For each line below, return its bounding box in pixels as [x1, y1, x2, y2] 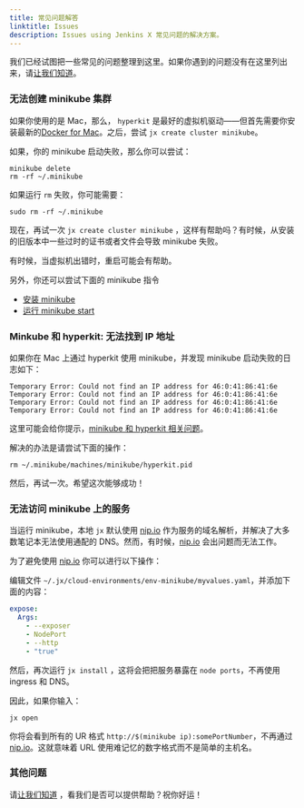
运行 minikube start [22, 305, 95, 316]
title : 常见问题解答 [9, 13, 79, 23]
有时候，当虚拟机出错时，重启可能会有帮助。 [9, 255, 177, 266]
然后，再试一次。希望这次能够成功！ [9, 477, 145, 488]
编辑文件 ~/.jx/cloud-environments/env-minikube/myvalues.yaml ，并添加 [9, 575, 283, 586]
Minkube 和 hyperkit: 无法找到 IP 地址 [9, 329, 175, 342]
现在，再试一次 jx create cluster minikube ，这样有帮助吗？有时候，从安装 [9, 224, 295, 235]
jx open [9, 713, 39, 722]
